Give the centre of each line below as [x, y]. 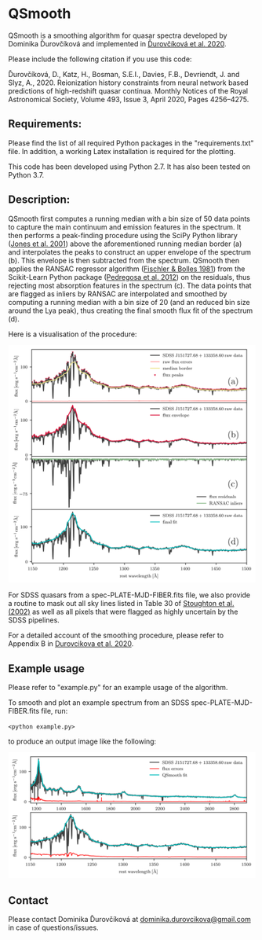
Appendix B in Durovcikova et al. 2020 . [71, 644]
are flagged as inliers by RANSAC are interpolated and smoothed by [118, 294]
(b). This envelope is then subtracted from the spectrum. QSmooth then [124, 260]
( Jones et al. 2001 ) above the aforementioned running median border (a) [125, 244]
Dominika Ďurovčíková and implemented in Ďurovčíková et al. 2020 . [117, 43]
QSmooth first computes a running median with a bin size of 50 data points [129, 218]
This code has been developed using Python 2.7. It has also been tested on [129, 167]
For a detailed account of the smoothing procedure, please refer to [116, 635]
